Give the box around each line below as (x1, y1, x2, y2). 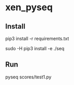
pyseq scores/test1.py (5, 74, 52, 80)
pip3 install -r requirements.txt (5, 35, 69, 41)
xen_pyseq (5, 2, 53, 13)
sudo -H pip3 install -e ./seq (5, 46, 65, 51)
